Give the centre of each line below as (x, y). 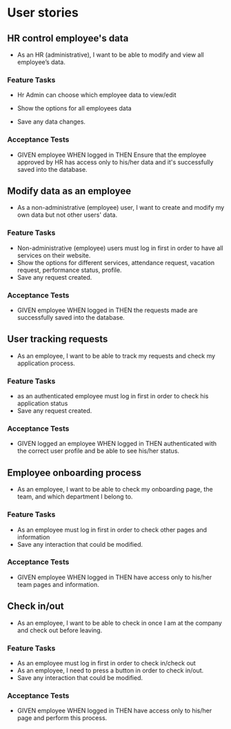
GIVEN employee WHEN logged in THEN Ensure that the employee (112, 155)
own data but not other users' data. (67, 215)
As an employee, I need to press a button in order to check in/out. (110, 670)
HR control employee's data (68, 38)
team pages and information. (58, 584)
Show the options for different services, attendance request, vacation (116, 262)
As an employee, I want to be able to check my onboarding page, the (115, 489)
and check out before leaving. (60, 630)
